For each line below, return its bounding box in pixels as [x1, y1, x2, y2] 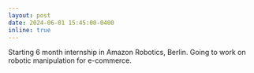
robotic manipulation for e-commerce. [8, 56, 133, 65]
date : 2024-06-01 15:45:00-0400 [8, 19, 114, 27]
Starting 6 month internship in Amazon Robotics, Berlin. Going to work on [8, 48, 246, 57]
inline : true [8, 26, 51, 34]
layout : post [8, 11, 51, 20]
